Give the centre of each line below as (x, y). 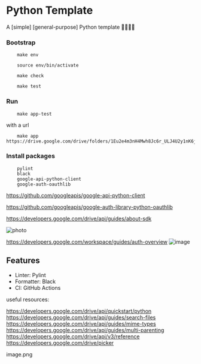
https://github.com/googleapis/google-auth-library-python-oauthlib (90, 207)
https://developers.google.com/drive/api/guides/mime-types (81, 323)
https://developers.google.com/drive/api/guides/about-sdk (79, 219)
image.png (19, 354)
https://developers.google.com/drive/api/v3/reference (73, 336)
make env (28, 55)
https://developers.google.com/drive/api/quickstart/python (79, 311)
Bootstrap (21, 43)
